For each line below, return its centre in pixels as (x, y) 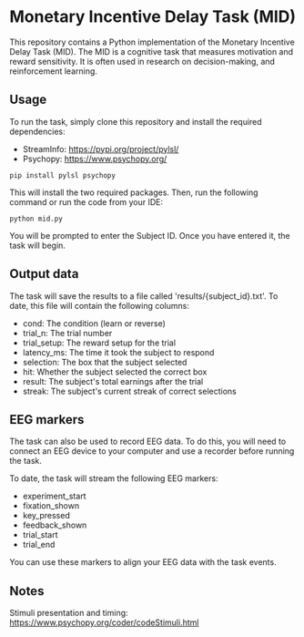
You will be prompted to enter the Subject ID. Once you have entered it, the (150, 235)
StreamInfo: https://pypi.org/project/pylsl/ (101, 149)
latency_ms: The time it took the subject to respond (118, 352)
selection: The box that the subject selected (105, 362)
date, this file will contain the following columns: (99, 305)
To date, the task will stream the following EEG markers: (114, 478)
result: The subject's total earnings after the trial (113, 381)
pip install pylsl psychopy (63, 175)
